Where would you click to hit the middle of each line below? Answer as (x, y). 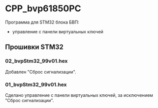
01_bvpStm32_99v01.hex (36, 84)
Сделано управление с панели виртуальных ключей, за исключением (79, 95)
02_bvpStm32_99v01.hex (36, 61)
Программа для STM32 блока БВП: (42, 22)
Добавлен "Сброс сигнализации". (41, 72)
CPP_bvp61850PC (43, 9)
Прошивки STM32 (34, 47)
